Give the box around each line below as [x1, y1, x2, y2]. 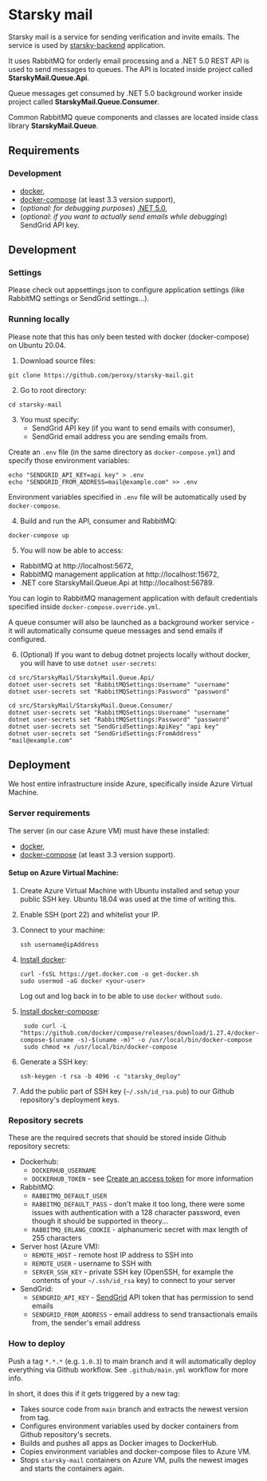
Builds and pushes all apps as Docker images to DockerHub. [19, 1438, 219, 1447]
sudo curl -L [23, 1022, 67, 1030]
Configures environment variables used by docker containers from [19, 1421, 239, 1431]
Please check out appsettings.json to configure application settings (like [8, 285, 245, 295]
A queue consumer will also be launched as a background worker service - [8, 617, 255, 627]
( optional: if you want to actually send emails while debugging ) [19, 212, 228, 221]
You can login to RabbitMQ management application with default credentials [8, 593, 258, 603]
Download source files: [19, 355, 96, 365]
